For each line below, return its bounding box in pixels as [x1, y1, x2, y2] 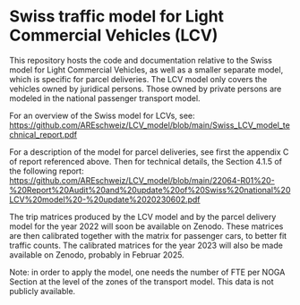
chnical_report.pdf [9, 129, 78, 140]
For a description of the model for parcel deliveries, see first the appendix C [9, 146, 289, 157]
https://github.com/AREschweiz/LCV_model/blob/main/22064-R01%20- [9, 174, 275, 185]
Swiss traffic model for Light [9, 6, 225, 27]
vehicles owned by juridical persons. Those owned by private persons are [9, 83, 282, 94]
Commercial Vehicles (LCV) [9, 25, 219, 46]
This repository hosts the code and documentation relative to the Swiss [9, 55, 273, 65]
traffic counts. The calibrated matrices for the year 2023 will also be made [9, 240, 284, 250]
